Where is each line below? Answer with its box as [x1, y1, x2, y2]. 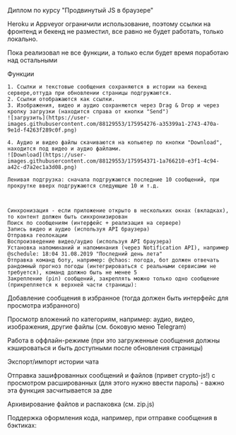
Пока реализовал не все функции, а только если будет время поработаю [7, 49, 229, 57]
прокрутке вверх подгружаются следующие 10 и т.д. [7, 182, 160, 190]
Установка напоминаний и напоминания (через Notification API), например [7, 244, 230, 251]
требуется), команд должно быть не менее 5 [7, 269, 138, 276]
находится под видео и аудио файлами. [7, 145, 122, 152]
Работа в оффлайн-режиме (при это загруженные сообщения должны [7, 336, 220, 344]
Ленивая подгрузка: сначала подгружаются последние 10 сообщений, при [7, 176, 220, 183]
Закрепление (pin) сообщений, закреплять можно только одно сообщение [7, 275, 220, 282]
